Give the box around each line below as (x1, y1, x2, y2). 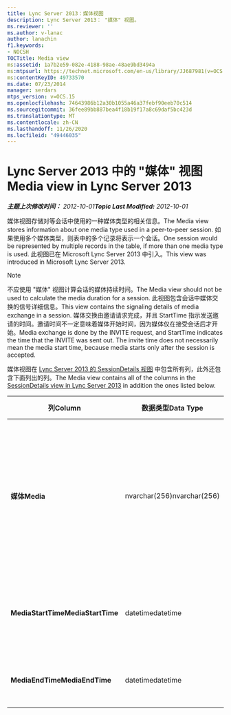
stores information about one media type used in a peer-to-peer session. (7, 225, 214, 234)
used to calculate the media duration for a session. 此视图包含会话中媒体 (7, 294, 212, 302)
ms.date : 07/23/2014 (7, 81, 67, 87)
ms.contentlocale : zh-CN (7, 118, 78, 126)
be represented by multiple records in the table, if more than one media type (7, 242, 223, 250)
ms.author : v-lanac (7, 29, 63, 37)
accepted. (7, 351, 36, 359)
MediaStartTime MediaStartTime (10, 608, 119, 618)
